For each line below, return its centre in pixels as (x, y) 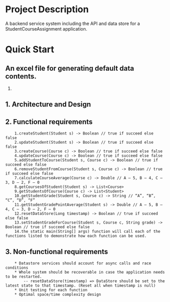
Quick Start (30, 50)
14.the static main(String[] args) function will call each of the (87, 232)
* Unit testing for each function (51, 290)
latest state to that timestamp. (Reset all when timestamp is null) (81, 285)
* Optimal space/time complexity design (58, 294)
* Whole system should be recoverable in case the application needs (90, 272)
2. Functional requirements (49, 121)
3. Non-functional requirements (57, 251)
